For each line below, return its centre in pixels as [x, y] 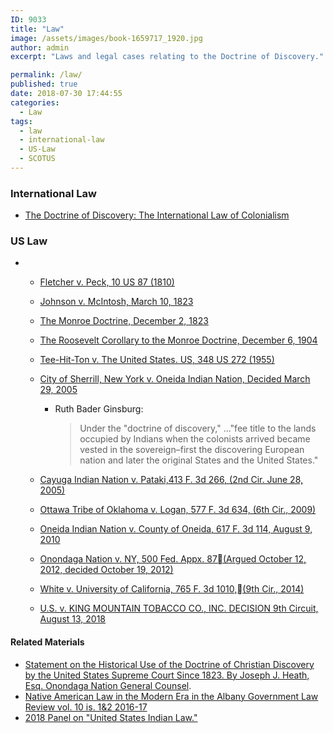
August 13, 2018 [73, 619]
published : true [44, 84]
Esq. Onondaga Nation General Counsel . [108, 685]
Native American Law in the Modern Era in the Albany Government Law [171, 696]
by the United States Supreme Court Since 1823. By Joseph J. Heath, [167, 675]
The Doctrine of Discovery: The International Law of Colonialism [157, 215]
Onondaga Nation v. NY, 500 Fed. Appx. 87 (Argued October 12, [173, 559]
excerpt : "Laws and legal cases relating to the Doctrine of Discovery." [167, 57]
